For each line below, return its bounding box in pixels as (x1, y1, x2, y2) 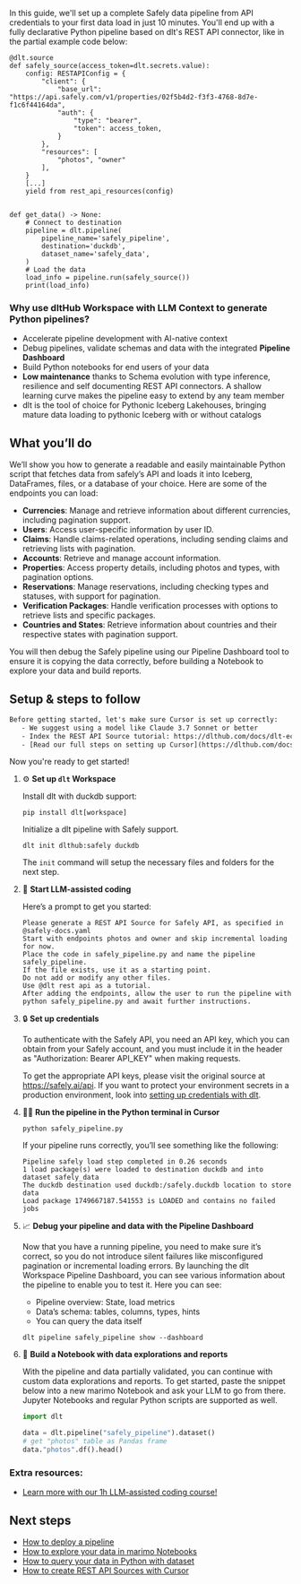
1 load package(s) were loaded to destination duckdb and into (21, 1165, 264, 1174)
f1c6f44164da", (9, 100, 66, 109)
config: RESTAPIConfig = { (25, 69, 126, 78)
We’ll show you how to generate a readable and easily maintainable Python (9, 459, 286, 470)
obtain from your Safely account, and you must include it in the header (21, 1043, 283, 1054)
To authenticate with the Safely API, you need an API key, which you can (21, 1034, 289, 1045)
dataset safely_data (21, 1173, 99, 1182)
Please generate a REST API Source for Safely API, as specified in (21, 919, 284, 928)
